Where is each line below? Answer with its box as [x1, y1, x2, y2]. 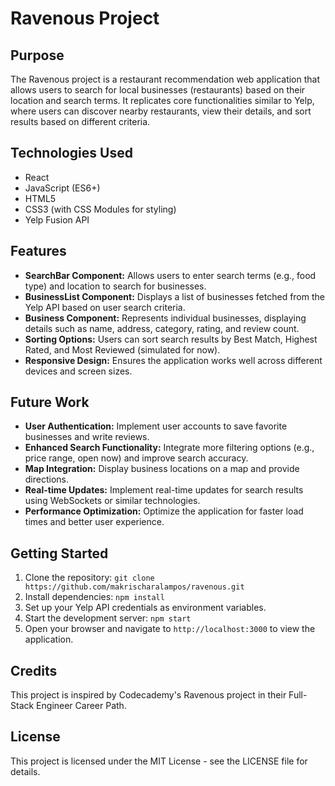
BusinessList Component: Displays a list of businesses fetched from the [24, 290, 325, 302]
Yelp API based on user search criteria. [24, 301, 186, 313]
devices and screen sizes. [24, 365, 133, 377]
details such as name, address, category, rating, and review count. [24, 322, 300, 334]
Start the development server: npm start [24, 612, 192, 624]
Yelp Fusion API [24, 213, 90, 226]
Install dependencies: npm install [24, 591, 165, 603]
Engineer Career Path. [36, 700, 127, 712]
